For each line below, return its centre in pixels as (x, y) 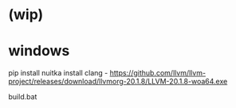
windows (39, 51)
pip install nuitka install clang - (58, 73)
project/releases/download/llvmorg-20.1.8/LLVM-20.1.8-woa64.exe (118, 82)
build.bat (23, 97)
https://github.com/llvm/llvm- (157, 73)
